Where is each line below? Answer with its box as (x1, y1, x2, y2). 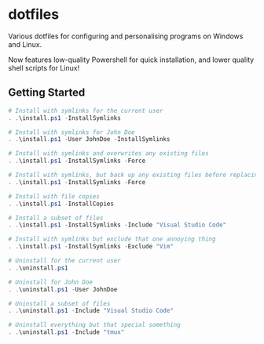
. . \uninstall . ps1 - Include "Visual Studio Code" (8, 307, 174, 315)
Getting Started (8, 86, 86, 100)
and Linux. (8, 39, 42, 49)
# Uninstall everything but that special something (8, 321, 181, 329)
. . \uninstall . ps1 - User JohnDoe (8, 285, 118, 293)
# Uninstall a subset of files (8, 299, 111, 307)
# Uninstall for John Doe (8, 278, 93, 286)
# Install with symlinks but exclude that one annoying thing (8, 235, 216, 244)
